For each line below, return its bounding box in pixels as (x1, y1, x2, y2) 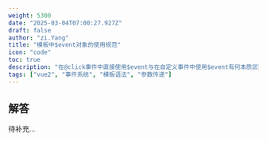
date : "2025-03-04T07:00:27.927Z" (8, 19, 123, 27)
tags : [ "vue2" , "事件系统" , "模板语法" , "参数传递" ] (8, 70, 172, 78)
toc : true (8, 56, 41, 64)
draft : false (8, 26, 52, 34)
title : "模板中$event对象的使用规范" (8, 41, 122, 49)
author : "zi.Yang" (8, 33, 69, 42)
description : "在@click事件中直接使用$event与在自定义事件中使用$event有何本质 (8, 63, 253, 71)
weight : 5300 (8, 11, 52, 20)
